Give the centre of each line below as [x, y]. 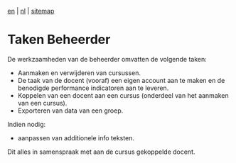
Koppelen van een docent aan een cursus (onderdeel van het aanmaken [123, 95]
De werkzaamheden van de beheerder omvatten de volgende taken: [107, 59]
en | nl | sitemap [31, 11]
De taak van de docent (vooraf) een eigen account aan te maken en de [121, 80]
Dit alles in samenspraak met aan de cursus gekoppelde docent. [101, 152]
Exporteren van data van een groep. [70, 111]
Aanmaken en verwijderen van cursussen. [79, 73]
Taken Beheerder [59, 40]
